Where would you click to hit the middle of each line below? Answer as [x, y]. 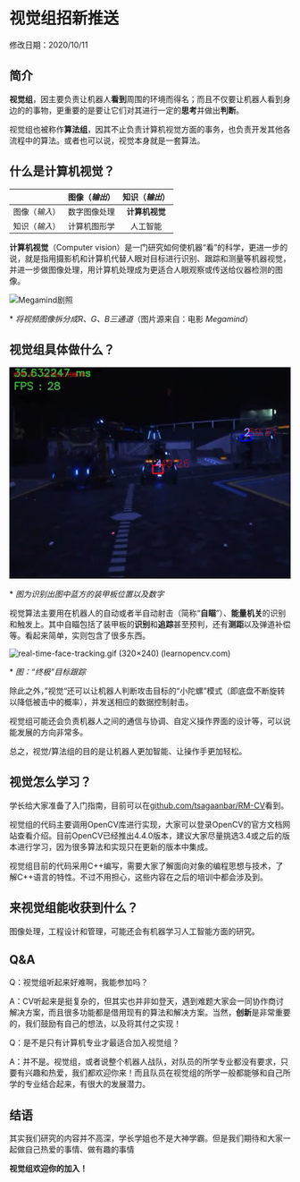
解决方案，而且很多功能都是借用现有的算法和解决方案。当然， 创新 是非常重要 [150, 1013]
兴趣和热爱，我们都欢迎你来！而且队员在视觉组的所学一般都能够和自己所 [158, 1073]
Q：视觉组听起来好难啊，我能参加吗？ [79, 982]
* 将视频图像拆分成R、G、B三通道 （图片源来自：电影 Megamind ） [131, 319]
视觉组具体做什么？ [62, 350]
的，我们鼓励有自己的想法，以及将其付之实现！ [95, 1024]
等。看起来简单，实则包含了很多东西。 [79, 635]
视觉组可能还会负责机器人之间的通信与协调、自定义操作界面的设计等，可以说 [150, 720]
